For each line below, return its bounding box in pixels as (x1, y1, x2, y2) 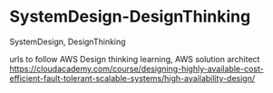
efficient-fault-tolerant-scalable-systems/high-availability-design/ (9, 72, 256, 83)
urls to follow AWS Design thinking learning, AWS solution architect (9, 53, 260, 64)
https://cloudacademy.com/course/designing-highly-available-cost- (9, 63, 265, 74)
